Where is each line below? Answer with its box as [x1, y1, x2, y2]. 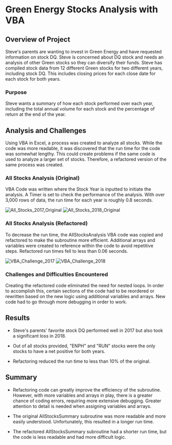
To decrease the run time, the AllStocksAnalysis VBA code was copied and [5, 231, 163, 237]
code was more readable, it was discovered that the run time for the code [5, 145, 160, 152]
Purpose [5, 88, 27, 96]
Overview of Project [5, 35, 71, 44]
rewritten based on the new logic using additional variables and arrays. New [5, 293, 165, 299]
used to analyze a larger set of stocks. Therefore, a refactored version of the [5, 156, 167, 162]
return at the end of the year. [5, 112, 66, 118]
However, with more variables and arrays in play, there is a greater [12, 392, 153, 398]
